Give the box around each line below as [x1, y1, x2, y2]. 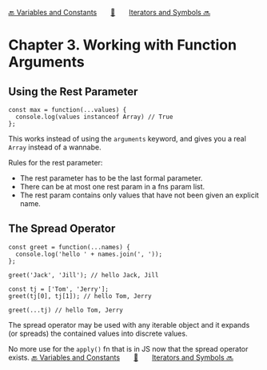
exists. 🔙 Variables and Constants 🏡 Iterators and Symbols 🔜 [8, 352, 233, 362]
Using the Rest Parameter [8, 85, 138, 98]
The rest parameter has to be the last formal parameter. [19, 173, 203, 183]
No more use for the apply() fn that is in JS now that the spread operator [8, 344, 249, 353]
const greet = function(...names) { [8, 243, 130, 251]
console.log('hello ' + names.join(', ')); [15, 250, 162, 258]
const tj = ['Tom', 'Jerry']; [8, 284, 110, 293]
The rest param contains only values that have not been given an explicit [19, 190, 260, 200]
